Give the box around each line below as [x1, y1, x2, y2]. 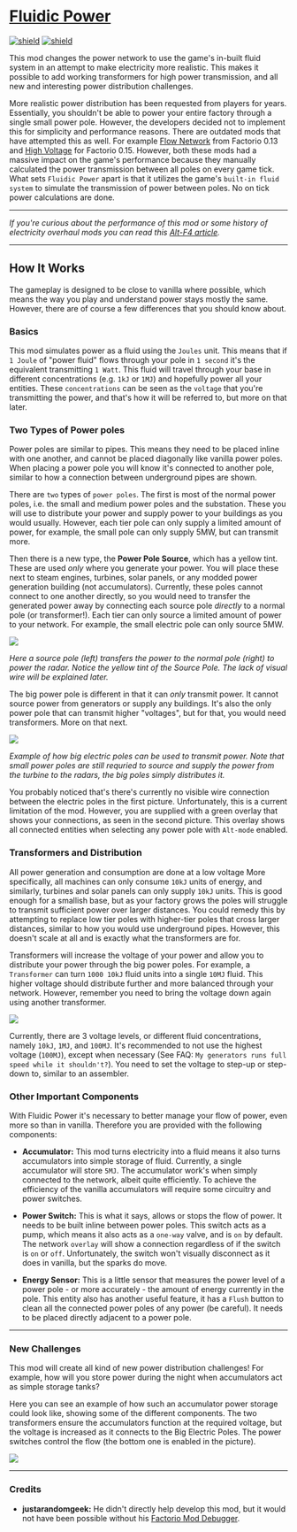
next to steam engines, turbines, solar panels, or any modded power [9, 573, 258, 583]
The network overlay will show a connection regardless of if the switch [21, 1238, 281, 1249]
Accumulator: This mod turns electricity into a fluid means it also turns [21, 1146, 281, 1157]
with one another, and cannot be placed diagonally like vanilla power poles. [9, 453, 283, 464]
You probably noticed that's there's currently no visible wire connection [9, 787, 270, 797]
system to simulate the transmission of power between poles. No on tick [9, 182, 270, 193]
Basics [9, 325, 39, 337]
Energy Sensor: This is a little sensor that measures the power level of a [21, 1274, 286, 1285]
